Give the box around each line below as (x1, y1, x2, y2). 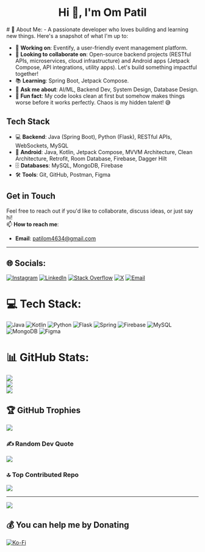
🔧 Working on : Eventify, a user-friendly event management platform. (15, 44, 188, 51)
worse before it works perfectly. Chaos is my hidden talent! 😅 (15, 98, 171, 106)
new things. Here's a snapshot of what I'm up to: (6, 32, 129, 39)
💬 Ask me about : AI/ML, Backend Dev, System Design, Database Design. (15, 86, 199, 93)
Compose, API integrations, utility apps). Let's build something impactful (15, 64, 197, 71)
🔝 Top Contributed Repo (6, 471, 79, 479)
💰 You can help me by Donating (6, 520, 129, 531)
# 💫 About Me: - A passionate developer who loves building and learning (6, 26, 189, 33)
